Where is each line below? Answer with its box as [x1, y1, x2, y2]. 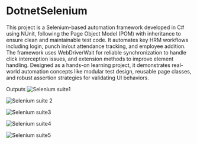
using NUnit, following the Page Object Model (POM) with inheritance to [6, 30, 182, 37]
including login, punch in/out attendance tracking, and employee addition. [6, 43, 186, 50]
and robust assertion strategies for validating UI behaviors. [6, 74, 150, 81]
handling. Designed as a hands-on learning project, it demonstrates [6, 61, 170, 69]
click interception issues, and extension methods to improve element [6, 55, 174, 62]
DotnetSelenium [6, 4, 88, 18]
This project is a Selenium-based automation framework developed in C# [6, 24, 185, 31]
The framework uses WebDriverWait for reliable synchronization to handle [6, 49, 187, 56]
